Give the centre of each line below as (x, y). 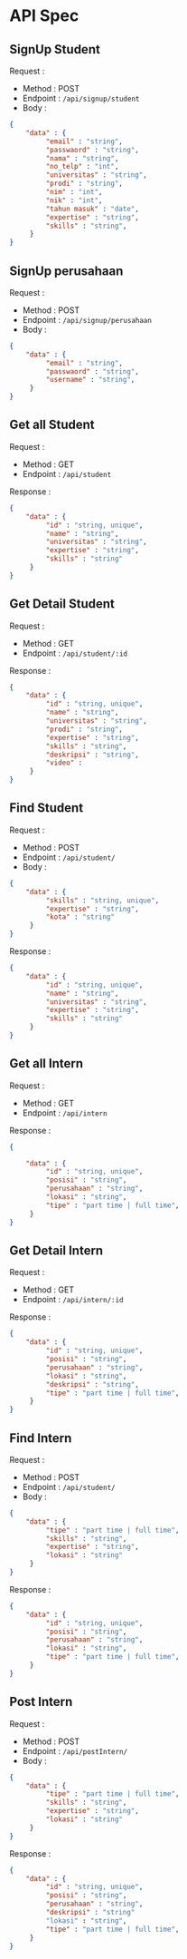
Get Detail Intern (56, 1250)
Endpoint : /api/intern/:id (73, 1300)
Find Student (47, 808)
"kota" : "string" (80, 917)
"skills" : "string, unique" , (103, 900)
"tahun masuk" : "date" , (93, 209)
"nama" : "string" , (82, 158)
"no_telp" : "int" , (82, 167)
